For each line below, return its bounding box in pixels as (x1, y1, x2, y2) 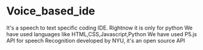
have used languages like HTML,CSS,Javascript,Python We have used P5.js (6, 30, 197, 37)
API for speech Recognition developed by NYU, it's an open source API (6, 37, 185, 44)
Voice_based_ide (6, 4, 95, 18)
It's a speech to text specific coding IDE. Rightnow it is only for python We (6, 24, 193, 31)
